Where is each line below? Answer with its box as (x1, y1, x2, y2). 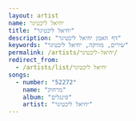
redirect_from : (8, 57, 59, 64)
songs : (8, 71, 30, 79)
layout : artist (8, 11, 59, 20)
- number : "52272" (15, 78, 78, 86)
